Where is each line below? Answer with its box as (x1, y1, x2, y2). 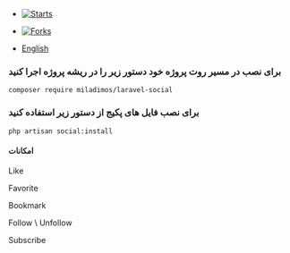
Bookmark (8, 199, 47, 210)
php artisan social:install (8, 126, 114, 136)
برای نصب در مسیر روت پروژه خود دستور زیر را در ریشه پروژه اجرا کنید (8, 65, 282, 78)
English (21, 43, 49, 54)
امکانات (8, 146, 34, 156)
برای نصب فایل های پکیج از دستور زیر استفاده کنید (8, 106, 200, 119)
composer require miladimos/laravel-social (8, 86, 174, 95)
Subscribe (8, 234, 47, 245)
